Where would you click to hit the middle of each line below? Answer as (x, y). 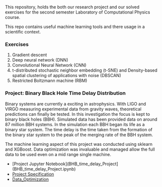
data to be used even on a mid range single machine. (58, 154)
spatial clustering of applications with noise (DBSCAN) (67, 76)
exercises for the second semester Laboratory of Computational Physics (78, 12)
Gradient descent (29, 55)
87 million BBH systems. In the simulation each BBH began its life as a (75, 124)
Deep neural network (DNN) (40, 60)
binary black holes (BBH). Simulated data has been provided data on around (81, 119)
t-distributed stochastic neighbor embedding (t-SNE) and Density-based (85, 70)
